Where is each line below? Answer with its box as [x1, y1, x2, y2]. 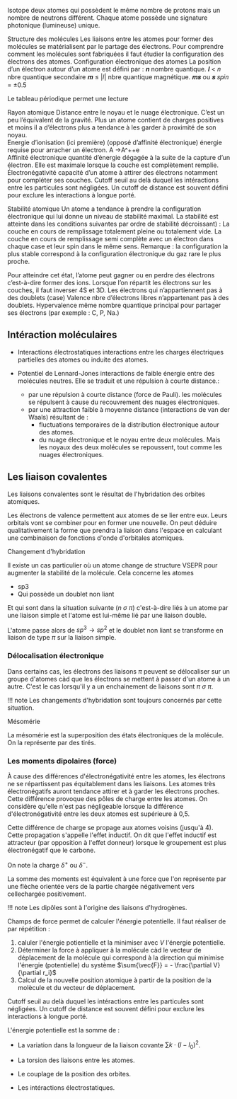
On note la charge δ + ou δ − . [7, 859, 88, 869]
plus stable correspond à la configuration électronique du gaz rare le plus [7, 250, 221, 258]
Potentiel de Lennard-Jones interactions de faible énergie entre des [17, 369, 215, 377]
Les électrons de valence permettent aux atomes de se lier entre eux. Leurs [7, 511, 228, 519]
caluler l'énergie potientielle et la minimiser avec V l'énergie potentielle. [17, 938, 226, 947]
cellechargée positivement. [7, 890, 86, 898]
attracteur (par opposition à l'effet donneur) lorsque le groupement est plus [7, 838, 226, 846]
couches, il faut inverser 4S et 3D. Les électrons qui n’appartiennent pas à [7, 286, 223, 294]
